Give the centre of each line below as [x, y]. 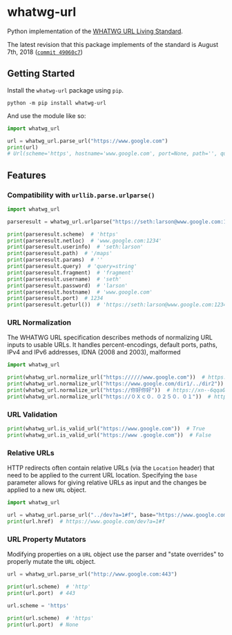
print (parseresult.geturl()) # [54, 305]
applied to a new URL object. [47, 490]
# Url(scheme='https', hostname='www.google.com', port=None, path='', [112, 154]
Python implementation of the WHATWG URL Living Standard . [95, 31]
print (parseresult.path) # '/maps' [60, 254]
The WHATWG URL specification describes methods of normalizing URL [110, 338]
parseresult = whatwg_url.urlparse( [60, 222]
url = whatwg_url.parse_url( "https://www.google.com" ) [88, 141]
